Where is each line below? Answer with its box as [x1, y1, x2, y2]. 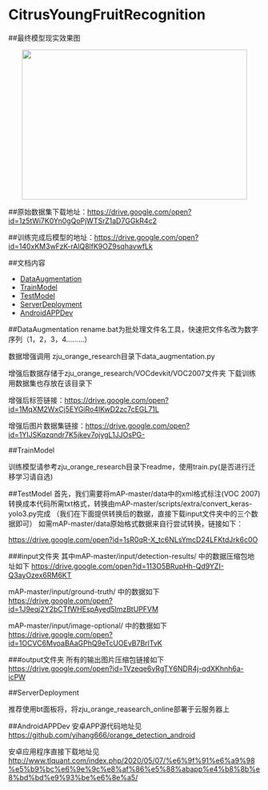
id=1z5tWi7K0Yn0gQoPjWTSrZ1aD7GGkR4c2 [8, 216, 158, 225]
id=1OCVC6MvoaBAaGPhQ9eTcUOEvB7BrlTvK [8, 638, 162, 648]
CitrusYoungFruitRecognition [8, 6, 206, 24]
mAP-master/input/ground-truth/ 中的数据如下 [8, 586, 160, 596]
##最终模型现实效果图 [8, 33, 81, 42]
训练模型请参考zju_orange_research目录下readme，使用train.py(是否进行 [8, 461, 249, 471]
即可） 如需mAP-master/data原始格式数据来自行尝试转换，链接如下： [14, 518, 244, 529]
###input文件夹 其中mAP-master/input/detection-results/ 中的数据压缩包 [8, 551, 248, 561]
